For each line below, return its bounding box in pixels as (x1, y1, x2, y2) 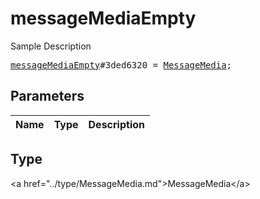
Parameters (10, 88, 85, 105)
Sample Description (10, 40, 92, 52)
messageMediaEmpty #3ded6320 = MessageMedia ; (10, 59, 233, 71)
